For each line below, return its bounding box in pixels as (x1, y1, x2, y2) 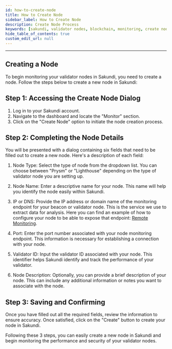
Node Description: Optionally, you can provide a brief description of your (12, 272, 166, 278)
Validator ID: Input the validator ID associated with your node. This (12, 251, 153, 257)
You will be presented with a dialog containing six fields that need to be (5, 147, 156, 153)
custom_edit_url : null (5, 36, 54, 42)
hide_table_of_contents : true (5, 31, 70, 36)
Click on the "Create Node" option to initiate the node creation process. (12, 119, 164, 125)
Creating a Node (5, 60, 58, 69)
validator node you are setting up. (12, 173, 84, 180)
